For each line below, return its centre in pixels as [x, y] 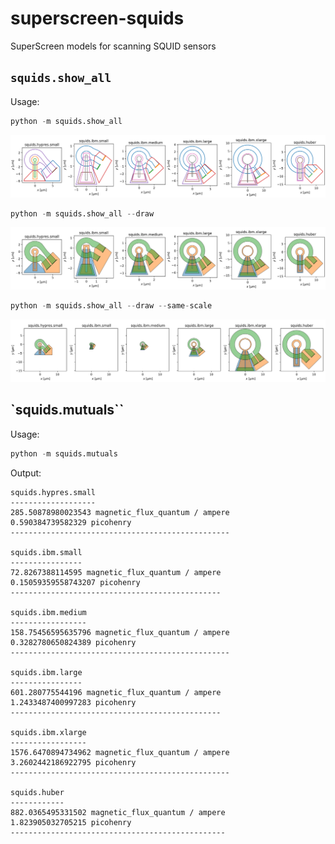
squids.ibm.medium [48, 612]
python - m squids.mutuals [64, 453]
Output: [26, 473]
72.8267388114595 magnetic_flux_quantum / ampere [116, 572]
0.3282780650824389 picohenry [73, 642]
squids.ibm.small [46, 552]
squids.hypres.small [53, 492]
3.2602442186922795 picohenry [73, 762]
